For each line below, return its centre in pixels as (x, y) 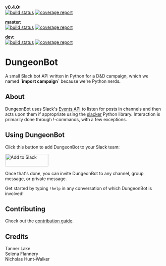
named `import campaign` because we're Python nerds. (63, 81)
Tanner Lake (18, 249)
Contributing (25, 209)
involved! (14, 194)
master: (13, 22)
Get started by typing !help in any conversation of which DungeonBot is (79, 188)
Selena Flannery (22, 254)
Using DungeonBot (35, 135)
